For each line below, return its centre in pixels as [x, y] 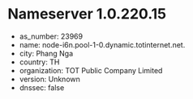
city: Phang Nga [46, 53]
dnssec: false [42, 87]
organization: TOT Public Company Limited [91, 70]
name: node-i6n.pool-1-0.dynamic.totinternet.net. [102, 44]
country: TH [39, 62]
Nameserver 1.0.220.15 [87, 14]
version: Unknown [49, 79]
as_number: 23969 [51, 36]
